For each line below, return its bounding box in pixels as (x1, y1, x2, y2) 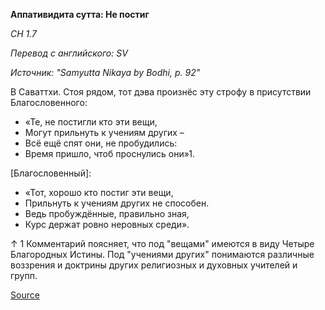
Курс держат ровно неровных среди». (24, 219, 190, 230)
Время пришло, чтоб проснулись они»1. (24, 148, 195, 159)
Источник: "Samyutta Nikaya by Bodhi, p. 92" (10, 67, 201, 78)
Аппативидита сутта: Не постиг (10, 9, 150, 20)
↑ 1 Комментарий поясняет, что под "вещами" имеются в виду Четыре (10, 238, 315, 249)
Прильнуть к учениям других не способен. (24, 197, 210, 209)
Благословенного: (10, 97, 88, 108)
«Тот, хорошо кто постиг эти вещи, (24, 187, 174, 198)
